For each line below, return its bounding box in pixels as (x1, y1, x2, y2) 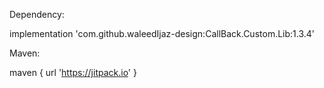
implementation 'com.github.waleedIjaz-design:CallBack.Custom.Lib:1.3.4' (9, 28, 316, 39)
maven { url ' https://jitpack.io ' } (9, 67, 137, 78)
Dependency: (9, 9, 65, 20)
